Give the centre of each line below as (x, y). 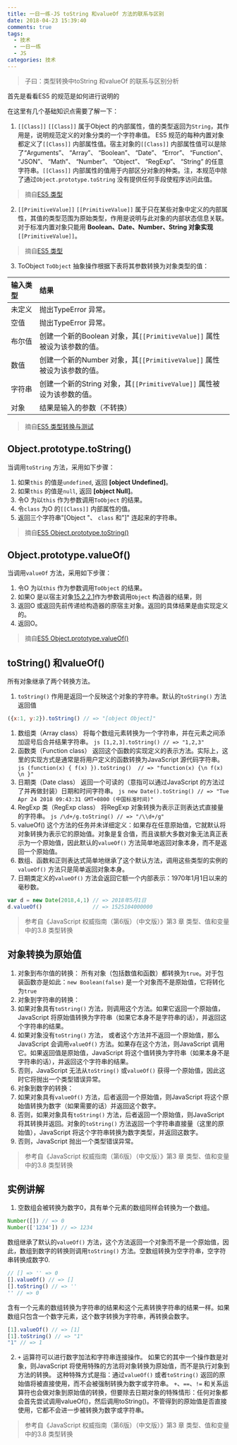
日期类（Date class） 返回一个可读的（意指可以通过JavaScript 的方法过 (121, 782)
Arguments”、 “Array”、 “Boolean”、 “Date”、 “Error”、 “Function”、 (127, 152)
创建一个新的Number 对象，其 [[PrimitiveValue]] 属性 (129, 359)
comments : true (30, 27)
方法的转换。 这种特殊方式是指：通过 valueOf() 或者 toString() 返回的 (118, 1375)
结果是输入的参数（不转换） (85, 408)
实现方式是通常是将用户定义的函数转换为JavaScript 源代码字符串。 (127, 760)
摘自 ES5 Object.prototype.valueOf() (77, 638)
